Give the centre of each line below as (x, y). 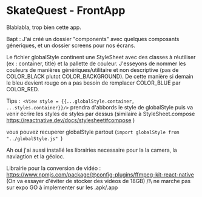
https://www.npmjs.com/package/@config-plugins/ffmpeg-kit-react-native (100, 174)
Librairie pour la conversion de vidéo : (54, 168)
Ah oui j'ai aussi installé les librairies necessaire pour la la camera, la (92, 150)
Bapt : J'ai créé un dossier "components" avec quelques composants (93, 39)
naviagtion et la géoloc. (35, 156)
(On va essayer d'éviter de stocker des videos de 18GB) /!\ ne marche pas (99, 181)
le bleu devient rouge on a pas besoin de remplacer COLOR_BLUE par (93, 83)
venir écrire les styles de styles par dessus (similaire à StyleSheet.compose (101, 114)
